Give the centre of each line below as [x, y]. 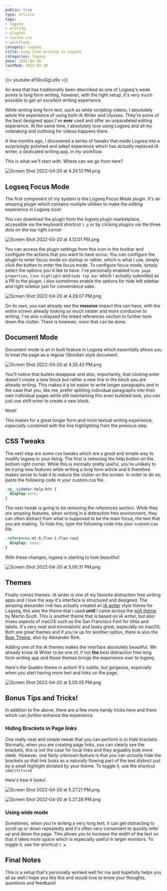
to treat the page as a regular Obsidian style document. [62, 355]
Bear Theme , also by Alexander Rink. [43, 637]
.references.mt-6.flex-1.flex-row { [42, 539]
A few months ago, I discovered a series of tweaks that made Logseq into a [83, 141]
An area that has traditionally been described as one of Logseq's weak [78, 90]
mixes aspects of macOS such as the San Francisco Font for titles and [77, 621]
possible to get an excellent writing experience [53, 100]
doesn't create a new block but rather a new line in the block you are [76, 379]
